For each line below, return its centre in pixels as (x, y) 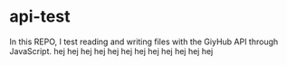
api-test (40, 17)
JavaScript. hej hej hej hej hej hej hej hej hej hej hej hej (111, 51)
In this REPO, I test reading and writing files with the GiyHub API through (144, 42)
